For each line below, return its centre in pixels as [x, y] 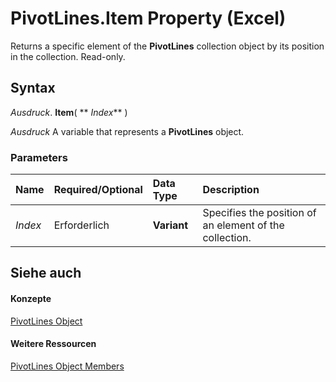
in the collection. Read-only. [68, 56]
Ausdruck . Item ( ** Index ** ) [69, 112]
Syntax [33, 88]
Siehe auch [46, 273]
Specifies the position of [259, 213]
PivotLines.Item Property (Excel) [148, 18]
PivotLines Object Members [67, 366]
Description [231, 190]
